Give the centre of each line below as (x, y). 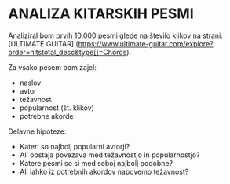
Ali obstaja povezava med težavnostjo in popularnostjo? (110, 155)
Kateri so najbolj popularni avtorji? (75, 146)
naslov (30, 83)
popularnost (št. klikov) (57, 108)
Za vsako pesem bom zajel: (52, 67)
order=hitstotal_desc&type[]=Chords (68, 52)
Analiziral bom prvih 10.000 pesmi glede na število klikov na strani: (116, 35)
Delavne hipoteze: (37, 131)
